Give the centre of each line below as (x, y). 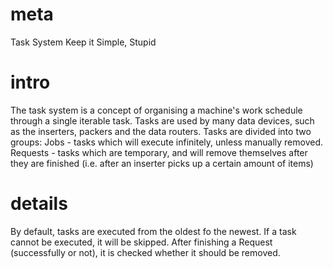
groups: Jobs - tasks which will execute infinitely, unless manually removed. (167, 142)
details (39, 204)
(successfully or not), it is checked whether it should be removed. (145, 252)
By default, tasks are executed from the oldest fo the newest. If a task (153, 231)
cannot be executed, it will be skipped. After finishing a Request (141, 242)
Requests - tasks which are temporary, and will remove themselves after (159, 152)
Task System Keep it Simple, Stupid (83, 42)
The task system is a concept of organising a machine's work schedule (156, 110)
